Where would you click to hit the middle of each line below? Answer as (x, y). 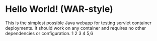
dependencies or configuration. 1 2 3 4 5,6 (49, 33)
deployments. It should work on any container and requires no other (76, 28)
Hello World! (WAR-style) (59, 9)
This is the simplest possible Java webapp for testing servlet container (78, 23)
